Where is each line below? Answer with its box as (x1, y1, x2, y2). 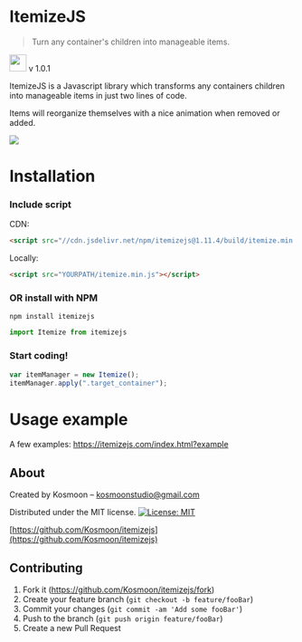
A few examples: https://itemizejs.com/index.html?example (9, 439, 229, 450)
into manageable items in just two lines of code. (9, 90, 187, 101)
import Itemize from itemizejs (9, 328, 127, 337)
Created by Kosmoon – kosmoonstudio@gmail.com (9, 489, 201, 500)
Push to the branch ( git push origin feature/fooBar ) (22, 613, 223, 624)
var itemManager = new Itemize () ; (9, 369, 140, 379)
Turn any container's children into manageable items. (31, 36, 231, 47)
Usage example (9, 409, 128, 429)
